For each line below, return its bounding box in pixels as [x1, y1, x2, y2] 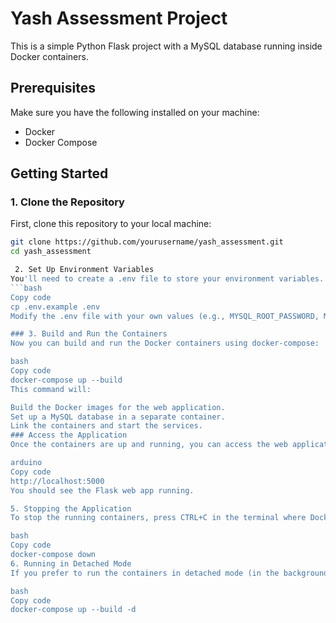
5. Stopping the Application [10, 503, 132, 514]
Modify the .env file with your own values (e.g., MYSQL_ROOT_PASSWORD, [10, 311, 320, 321]
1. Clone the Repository [10, 195, 125, 209]
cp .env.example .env [10, 302, 101, 312]
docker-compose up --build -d [10, 605, 137, 615]
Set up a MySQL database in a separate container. [10, 412, 226, 422]
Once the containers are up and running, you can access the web [10, 440, 288, 450]
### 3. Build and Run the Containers [10, 329, 168, 339]
